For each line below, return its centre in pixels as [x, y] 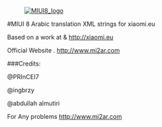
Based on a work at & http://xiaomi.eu [60, 37]
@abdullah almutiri [34, 103]
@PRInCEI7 [23, 77]
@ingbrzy [21, 90]
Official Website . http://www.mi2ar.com [63, 50]
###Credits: [24, 63]
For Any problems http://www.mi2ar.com [65, 116]
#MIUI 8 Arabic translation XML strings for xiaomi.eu [81, 24]
